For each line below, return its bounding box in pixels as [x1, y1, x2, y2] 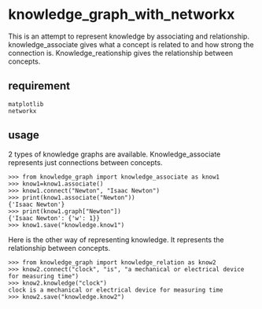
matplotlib [8, 100, 44, 108]
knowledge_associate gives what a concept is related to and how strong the [8, 39, 254, 49]
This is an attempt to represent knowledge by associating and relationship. [8, 31, 250, 41]
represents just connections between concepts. [8, 157, 163, 167]
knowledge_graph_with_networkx [8, 6, 235, 24]
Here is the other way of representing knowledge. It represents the [8, 234, 224, 245]
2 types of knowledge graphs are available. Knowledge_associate [8, 149, 221, 159]
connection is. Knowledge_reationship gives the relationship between [8, 48, 234, 57]
